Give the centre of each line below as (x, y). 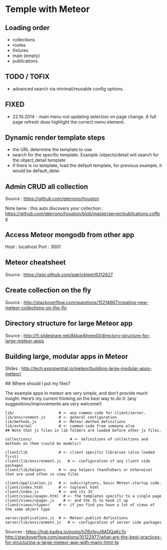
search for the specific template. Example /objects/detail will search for (85, 155)
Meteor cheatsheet (35, 262)
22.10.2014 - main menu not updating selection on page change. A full (84, 117)
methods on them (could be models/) (43, 444)
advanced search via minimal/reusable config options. (68, 89)
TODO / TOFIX (27, 77)
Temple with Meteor (48, 9)
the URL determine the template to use (52, 150)
